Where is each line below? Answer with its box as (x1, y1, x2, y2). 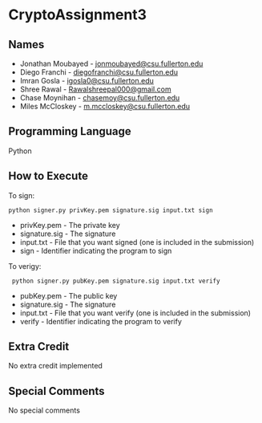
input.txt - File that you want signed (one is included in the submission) (19, 237, 255, 246)
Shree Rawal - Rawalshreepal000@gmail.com (19, 84, 171, 94)
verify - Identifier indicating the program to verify (19, 316, 183, 326)
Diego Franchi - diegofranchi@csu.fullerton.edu (19, 67, 179, 77)
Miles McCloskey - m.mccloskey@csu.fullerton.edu (19, 102, 191, 111)
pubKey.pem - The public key (19, 291, 118, 300)
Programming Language (8, 124, 132, 138)
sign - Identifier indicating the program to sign (19, 246, 172, 255)
